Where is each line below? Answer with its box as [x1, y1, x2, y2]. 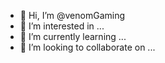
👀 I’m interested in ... [19, 20, 105, 32]
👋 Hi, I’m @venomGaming [19, 10, 126, 21]
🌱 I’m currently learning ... [19, 31, 127, 42]
